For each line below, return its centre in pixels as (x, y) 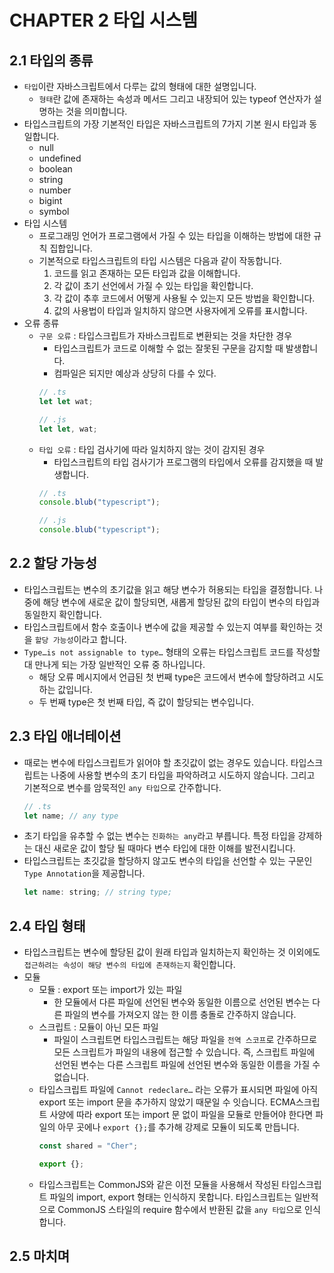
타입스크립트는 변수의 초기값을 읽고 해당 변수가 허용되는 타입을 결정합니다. (168, 589)
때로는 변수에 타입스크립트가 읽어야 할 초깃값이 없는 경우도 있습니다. (156, 762)
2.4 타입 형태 (47, 926)
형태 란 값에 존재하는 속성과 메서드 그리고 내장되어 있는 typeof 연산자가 (175, 99)
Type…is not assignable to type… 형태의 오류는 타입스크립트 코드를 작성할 (172, 652)
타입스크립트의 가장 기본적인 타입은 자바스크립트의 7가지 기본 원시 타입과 (165, 124)
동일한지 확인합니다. (62, 614)
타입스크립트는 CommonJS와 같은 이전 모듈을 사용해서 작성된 (159, 1184)
